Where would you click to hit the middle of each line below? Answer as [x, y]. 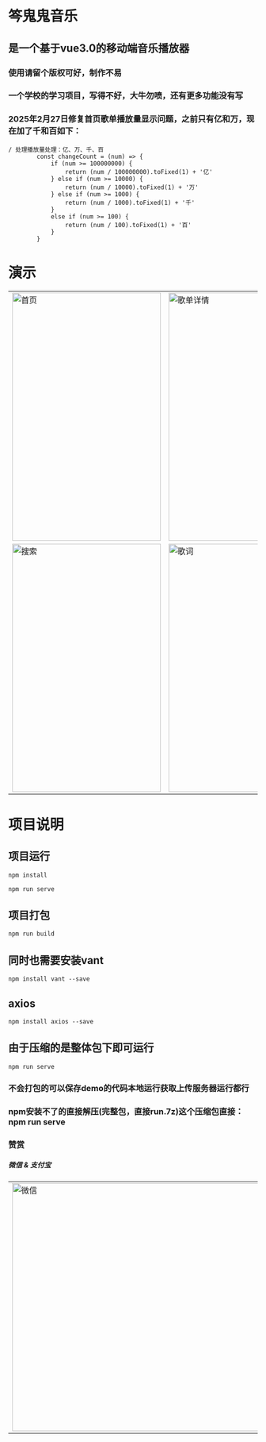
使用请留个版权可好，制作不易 [65, 72]
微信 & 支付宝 [30, 1165]
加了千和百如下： [49, 131]
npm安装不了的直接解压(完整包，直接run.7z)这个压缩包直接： [126, 1111]
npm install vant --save [49, 979]
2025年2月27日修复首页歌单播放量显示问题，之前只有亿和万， [127, 119]
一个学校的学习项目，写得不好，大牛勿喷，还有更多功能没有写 [126, 96]
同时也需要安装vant [56, 960]
